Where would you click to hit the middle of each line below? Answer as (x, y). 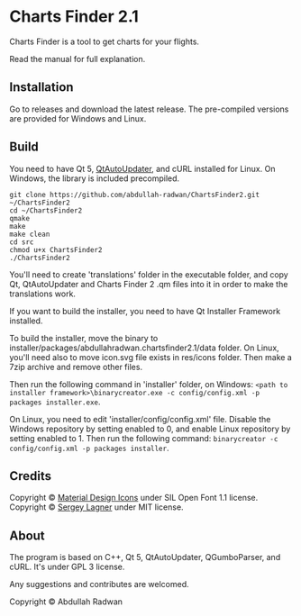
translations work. (43, 294)
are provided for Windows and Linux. (78, 118)
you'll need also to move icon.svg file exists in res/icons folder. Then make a (151, 357)
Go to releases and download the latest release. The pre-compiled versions (149, 109)
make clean (30, 234)
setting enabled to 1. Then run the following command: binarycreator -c (144, 438)
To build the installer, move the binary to (84, 338)
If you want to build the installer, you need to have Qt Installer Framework (145, 311)
